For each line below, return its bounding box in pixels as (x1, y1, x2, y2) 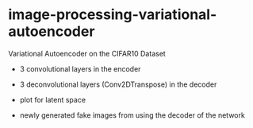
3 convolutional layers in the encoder (19, 64, 141, 73)
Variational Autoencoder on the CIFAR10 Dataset (8, 48, 167, 58)
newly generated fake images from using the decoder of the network (19, 110, 246, 120)
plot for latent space (19, 95, 86, 104)
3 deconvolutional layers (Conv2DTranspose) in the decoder (19, 80, 217, 89)
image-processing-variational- (8, 6, 217, 24)
